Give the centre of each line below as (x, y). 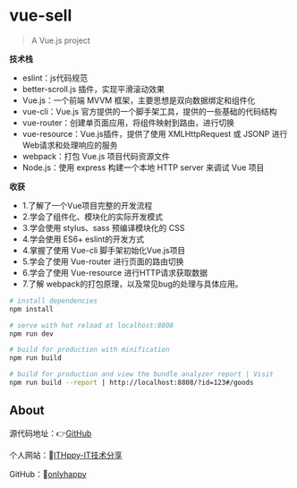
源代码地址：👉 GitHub (51, 433)
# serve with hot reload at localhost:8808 (92, 325)
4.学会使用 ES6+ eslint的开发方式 (83, 239)
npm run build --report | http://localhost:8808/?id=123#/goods (132, 383)
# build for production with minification (89, 350)
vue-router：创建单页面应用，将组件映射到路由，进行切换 (128, 123)
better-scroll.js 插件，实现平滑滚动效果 (93, 89)
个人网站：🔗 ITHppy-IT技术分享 (66, 455)
